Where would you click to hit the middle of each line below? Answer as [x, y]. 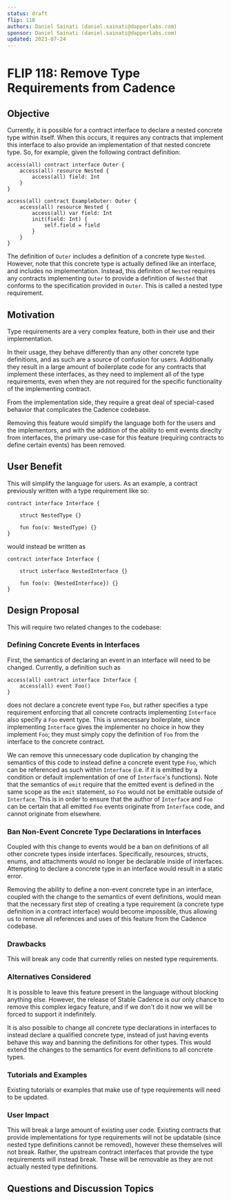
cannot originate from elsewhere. [54, 813]
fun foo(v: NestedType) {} [58, 527]
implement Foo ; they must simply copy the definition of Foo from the [103, 734]
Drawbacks [27, 944]
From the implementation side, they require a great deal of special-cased [111, 402]
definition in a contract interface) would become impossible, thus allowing [112, 911]
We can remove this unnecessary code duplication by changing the [103, 755]
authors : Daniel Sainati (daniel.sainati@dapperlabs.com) [92, 26]
